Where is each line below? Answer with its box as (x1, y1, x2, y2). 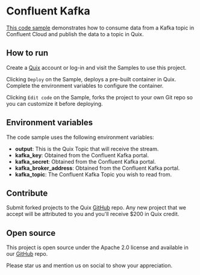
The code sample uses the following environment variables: (6, 134, 155, 141)
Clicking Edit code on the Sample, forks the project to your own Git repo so (6, 93, 193, 100)
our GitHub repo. (6, 250, 48, 258)
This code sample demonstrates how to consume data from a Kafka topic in (6, 24, 195, 31)
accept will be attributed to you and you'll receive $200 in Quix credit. (6, 211, 180, 218)
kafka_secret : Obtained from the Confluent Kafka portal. (14, 158, 156, 165)
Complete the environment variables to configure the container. (6, 82, 164, 89)
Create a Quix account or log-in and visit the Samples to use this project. (6, 64, 187, 71)
